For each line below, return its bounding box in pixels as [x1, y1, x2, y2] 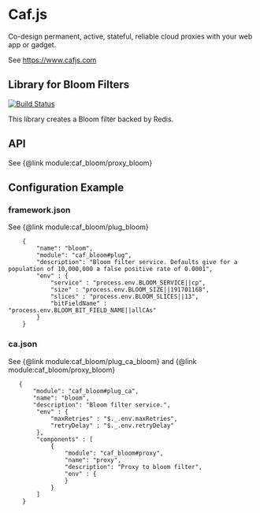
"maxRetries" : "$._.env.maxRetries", [50, 414, 178, 422]
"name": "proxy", [64, 455, 122, 464]
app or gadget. [8, 39, 57, 49]
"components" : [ [36, 435, 93, 443]
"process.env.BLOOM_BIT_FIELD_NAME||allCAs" [8, 307, 157, 314]
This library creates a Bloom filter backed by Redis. [8, 114, 174, 124]
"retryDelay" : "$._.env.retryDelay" [50, 422, 175, 429]
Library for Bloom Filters [8, 78, 130, 91]
